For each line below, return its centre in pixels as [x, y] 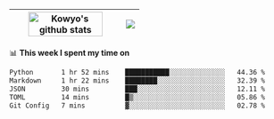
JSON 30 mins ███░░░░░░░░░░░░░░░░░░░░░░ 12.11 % [137, 89]
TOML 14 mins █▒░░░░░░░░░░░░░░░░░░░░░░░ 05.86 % [137, 97]
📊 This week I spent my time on [70, 53]
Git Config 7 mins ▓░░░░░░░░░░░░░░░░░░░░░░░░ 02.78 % [137, 106]
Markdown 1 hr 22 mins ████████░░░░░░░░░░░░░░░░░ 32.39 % [137, 80]
